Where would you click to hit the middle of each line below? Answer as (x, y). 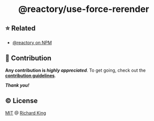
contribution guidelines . (31, 75)
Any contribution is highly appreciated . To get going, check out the (76, 70)
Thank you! (17, 85)
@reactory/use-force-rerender (84, 9)
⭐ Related (20, 28)
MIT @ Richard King (26, 113)
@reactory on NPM (32, 43)
